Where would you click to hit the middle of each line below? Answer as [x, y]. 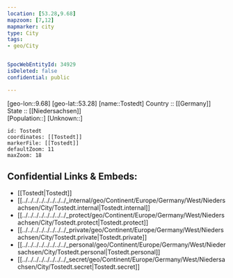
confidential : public [39, 77]
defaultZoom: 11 [31, 149]
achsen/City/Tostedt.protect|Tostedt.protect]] [83, 222]
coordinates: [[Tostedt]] [45, 137]
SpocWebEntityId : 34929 [42, 65]
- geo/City [23, 46]
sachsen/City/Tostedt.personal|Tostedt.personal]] [89, 252]
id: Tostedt [24, 131]
